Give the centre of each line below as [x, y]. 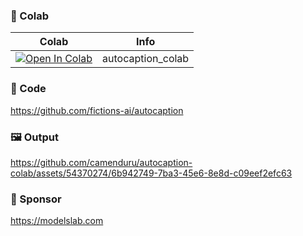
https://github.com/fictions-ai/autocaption [97, 110]
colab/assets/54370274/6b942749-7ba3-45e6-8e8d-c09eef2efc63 [151, 173]
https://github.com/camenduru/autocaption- [101, 162]
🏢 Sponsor [36, 199]
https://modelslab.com [57, 221]
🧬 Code [28, 89]
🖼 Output [34, 137]
